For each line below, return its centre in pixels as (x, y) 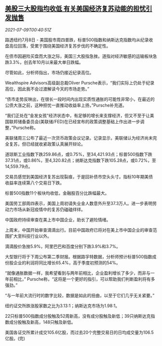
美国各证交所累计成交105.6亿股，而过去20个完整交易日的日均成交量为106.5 (80, 332)
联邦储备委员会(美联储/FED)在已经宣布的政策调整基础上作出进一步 (75, 121)
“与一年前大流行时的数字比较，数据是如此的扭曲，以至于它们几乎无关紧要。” (80, 295)
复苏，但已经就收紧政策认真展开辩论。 (47, 144)
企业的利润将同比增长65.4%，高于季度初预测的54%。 (67, 263)
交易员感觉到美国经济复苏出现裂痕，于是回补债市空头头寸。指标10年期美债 (79, 176)
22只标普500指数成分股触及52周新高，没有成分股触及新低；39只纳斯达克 (78, 316)
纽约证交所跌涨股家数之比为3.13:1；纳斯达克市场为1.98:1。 (62, 306)
